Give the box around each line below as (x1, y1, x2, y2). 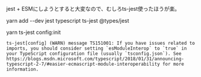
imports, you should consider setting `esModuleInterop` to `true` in (6, 45, 187, 51)
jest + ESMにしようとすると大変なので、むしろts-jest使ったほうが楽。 (6, 5, 181, 12)
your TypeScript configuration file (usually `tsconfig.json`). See (6, 51, 182, 57)
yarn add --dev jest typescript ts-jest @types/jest (6, 17, 129, 24)
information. (6, 66, 39, 72)
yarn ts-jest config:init (6, 29, 61, 36)
